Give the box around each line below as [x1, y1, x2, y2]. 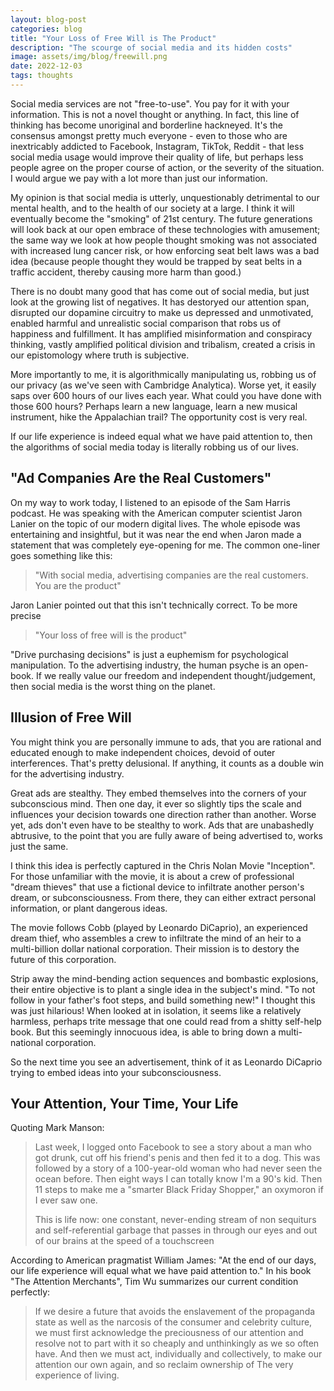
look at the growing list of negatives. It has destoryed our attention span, [10, 296, 310, 308]
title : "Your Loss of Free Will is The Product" [10, 33, 217, 43]
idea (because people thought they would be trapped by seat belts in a [10, 255, 303, 267]
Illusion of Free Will [10, 709, 132, 726]
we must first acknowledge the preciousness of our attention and [34, 1327, 304, 1339]
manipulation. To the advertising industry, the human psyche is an [10, 659, 282, 671]
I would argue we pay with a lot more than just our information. [10, 172, 268, 184]
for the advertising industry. [10, 767, 125, 780]
